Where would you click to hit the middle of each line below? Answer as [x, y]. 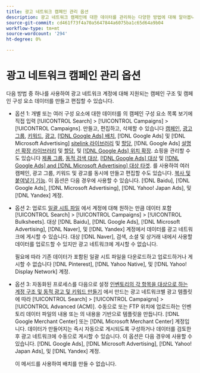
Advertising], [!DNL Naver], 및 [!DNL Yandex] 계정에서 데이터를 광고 [96, 229]
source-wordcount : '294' [37, 34]
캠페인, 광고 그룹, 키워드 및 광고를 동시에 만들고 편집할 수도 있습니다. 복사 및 [103, 173]
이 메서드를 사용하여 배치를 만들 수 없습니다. [66, 363]
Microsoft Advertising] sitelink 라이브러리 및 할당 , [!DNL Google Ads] [97, 143]
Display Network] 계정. [42, 271]
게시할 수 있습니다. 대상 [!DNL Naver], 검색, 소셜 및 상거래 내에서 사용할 [109, 236]
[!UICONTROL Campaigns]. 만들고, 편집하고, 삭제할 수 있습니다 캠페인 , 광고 [104, 128]
